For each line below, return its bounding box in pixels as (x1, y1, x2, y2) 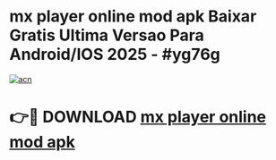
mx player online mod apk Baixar (9, 6, 257, 27)
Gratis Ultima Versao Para (9, 25, 204, 46)
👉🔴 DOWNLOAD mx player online (9, 107, 267, 127)
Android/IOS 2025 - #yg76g (9, 45, 221, 64)
